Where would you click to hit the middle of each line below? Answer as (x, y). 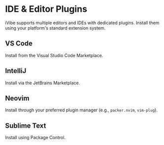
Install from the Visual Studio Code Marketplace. (54, 55)
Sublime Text (26, 126)
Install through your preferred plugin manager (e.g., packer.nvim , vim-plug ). (81, 110)
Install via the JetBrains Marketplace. (43, 83)
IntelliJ (16, 71)
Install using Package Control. (35, 138)
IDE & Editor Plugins (46, 9)
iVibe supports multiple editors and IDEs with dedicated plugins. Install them (82, 23)
